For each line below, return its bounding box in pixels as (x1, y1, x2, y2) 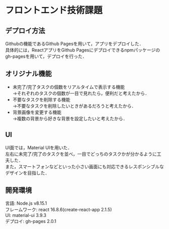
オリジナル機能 (5, 69, 52, 78)
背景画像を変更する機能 (12, 109, 62, 115)
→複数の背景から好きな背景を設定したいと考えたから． (12, 115, 128, 121)
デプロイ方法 (5, 26, 45, 35)
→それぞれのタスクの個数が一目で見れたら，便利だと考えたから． (12, 90, 150, 96)
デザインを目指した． (5, 170, 49, 176)
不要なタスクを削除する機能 (12, 97, 71, 103)
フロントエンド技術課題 (5, 5, 103, 16)
